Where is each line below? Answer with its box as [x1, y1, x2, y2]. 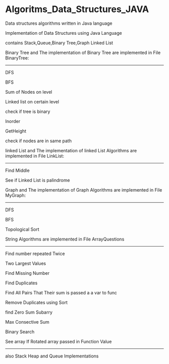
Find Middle [5, 167, 30, 173]
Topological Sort [5, 226, 39, 232]
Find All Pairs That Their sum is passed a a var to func [5, 289, 117, 295]
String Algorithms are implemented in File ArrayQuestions [5, 236, 125, 242]
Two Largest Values [5, 260, 46, 266]
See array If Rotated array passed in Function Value [5, 338, 112, 344]
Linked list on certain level [5, 98, 59, 104]
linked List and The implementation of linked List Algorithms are [5, 147, 137, 153]
